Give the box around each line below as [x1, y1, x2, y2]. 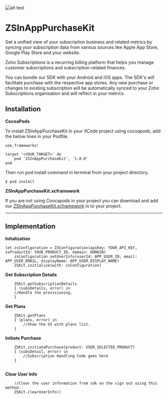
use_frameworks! [5, 143, 39, 148]
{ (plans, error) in [14, 317, 57, 322]
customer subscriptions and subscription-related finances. [5, 64, 126, 70]
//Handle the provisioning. [14, 290, 72, 295]
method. [5, 385, 21, 390]
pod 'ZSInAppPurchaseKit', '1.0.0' [14, 156, 88, 161]
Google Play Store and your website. [5, 49, 80, 55]
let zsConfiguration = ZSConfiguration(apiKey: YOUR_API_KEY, [5, 245, 137, 250]
